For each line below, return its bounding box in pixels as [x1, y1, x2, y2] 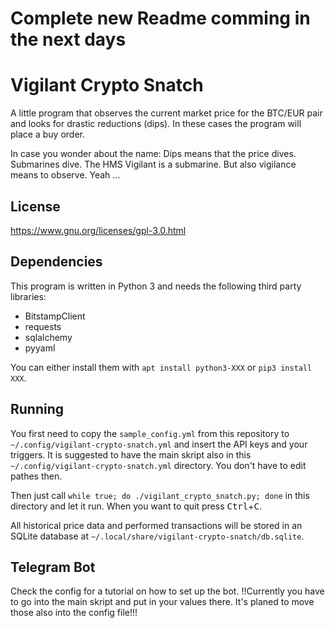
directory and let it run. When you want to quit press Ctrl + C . [10, 500, 262, 512]
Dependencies [10, 253, 103, 271]
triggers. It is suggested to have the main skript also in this [10, 448, 252, 461]
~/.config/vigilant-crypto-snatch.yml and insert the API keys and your [10, 438, 308, 450]
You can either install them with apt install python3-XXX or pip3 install [10, 361, 313, 373]
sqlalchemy [24, 331, 73, 343]
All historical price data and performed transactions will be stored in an [10, 519, 303, 531]
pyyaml [24, 342, 56, 354]
